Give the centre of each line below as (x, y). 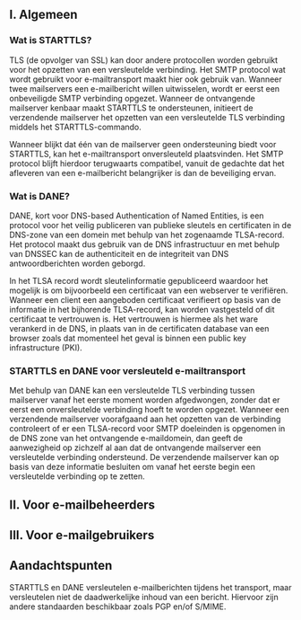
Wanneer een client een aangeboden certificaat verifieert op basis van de (145, 299)
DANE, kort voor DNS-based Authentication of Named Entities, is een (137, 216)
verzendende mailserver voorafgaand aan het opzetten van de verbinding (145, 419)
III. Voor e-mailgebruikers (82, 535)
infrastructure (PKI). (46, 347)
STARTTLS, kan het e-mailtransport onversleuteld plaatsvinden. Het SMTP (146, 154)
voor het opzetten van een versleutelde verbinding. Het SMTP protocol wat (148, 69)
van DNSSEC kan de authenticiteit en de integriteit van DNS (119, 253)
